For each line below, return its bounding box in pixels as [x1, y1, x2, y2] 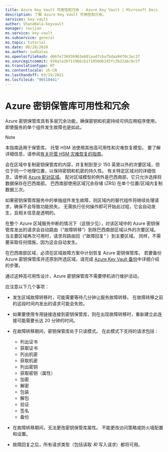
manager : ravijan [5, 26, 42, 31]
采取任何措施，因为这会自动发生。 [9, 239, 80, 245]
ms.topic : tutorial [5, 40, 46, 45]
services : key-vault [5, 17, 49, 22]
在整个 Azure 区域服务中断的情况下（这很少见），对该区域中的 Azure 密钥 [5, 220, 155, 226]
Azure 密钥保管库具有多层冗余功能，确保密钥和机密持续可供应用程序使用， [5, 118, 159, 124]
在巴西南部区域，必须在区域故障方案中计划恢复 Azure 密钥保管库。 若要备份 [5, 250, 162, 256]
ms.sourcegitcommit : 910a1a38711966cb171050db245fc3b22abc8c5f [5, 59, 140, 64]
